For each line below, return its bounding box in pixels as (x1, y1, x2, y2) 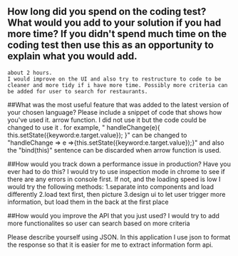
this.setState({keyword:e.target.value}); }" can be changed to (7, 130, 187, 139)
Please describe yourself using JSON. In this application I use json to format (7, 232, 231, 241)
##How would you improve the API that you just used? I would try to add (7, 211, 219, 220)
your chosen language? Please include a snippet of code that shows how (7, 108, 222, 116)
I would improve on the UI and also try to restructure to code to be (7, 75, 222, 83)
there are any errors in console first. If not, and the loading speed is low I (7, 175, 221, 183)
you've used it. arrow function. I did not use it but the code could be (7, 116, 207, 124)
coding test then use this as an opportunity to (7, 39, 214, 51)
